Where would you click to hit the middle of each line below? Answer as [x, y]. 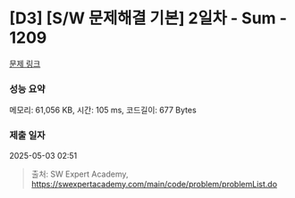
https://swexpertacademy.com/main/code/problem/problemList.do [154, 184]
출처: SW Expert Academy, [80, 174]
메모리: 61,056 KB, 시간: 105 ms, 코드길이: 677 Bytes [103, 110]
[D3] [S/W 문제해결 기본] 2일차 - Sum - [148, 18]
